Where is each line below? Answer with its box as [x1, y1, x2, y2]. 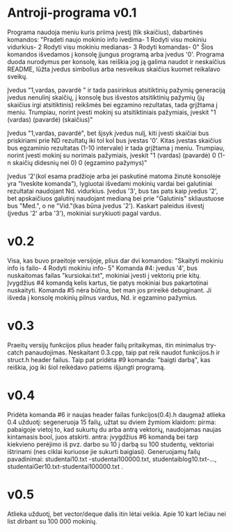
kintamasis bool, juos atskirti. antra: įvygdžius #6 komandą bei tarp [7, 432, 199, 441]
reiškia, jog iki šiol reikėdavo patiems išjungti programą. [7, 363, 166, 371]
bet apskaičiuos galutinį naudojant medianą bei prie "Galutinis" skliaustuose [7, 194, 225, 203]
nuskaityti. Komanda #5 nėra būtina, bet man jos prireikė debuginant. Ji [7, 285, 212, 294]
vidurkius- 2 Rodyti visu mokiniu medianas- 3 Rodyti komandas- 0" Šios [7, 42, 214, 51]
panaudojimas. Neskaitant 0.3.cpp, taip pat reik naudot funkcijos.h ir [24, 348, 220, 357]
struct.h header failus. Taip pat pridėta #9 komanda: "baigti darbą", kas [7, 355, 211, 363]
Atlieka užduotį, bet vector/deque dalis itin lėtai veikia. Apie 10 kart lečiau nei [7, 510, 226, 518]
